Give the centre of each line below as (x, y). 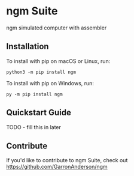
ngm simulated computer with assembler (57, 28)
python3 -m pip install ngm (41, 72)
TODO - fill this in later (34, 127)
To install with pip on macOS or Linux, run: (58, 61)
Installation (28, 47)
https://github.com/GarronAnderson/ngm (57, 167)
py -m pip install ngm (34, 94)
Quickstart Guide (39, 113)
